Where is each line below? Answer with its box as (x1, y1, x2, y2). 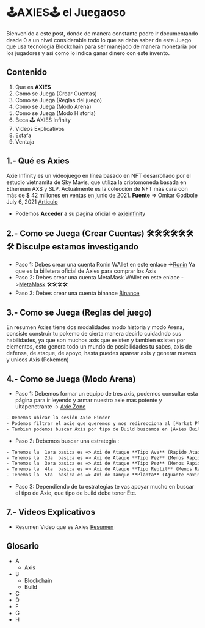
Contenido (6, 67, 48, 78)
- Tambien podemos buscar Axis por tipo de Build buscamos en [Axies (6, 426, 187, 432)
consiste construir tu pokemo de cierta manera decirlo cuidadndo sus (6, 330, 182, 338)
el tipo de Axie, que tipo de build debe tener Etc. (15, 489, 137, 497)
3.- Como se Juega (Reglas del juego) (6, 307, 153, 317)
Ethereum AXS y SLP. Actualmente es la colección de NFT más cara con (6, 185, 188, 192)
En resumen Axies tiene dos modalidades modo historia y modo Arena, (6, 323, 184, 331)
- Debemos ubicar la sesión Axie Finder (6, 415, 111, 421)
